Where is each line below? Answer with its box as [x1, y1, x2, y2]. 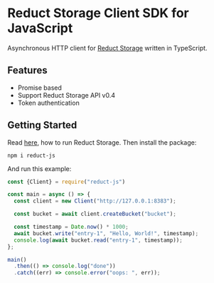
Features [7, 64, 48, 76]
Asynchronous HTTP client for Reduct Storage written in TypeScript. [7, 43, 208, 52]
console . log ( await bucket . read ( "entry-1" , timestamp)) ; [14, 237, 183, 244]
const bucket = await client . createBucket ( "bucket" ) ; [14, 210, 176, 218]
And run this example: [7, 164, 72, 173]
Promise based [17, 83, 63, 92]
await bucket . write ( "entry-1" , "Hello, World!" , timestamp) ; [14, 230, 199, 237]
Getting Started [7, 119, 77, 131]
